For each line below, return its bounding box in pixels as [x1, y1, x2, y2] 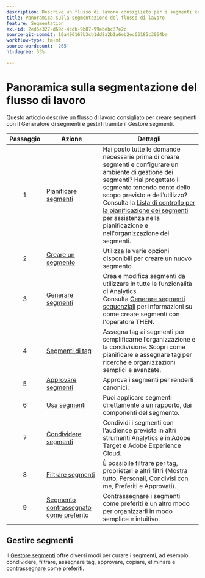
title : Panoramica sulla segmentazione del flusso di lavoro [6, 15, 165, 21]
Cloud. [103, 448, 122, 457]
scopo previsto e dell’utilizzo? [103, 191, 188, 199]
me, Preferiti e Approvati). [103, 481, 177, 490]
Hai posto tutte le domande [103, 145, 181, 153]
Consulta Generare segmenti [103, 294, 185, 303]
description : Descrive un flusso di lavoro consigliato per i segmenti [6, 9, 192, 15]
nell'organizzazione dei [103, 229, 170, 237]
